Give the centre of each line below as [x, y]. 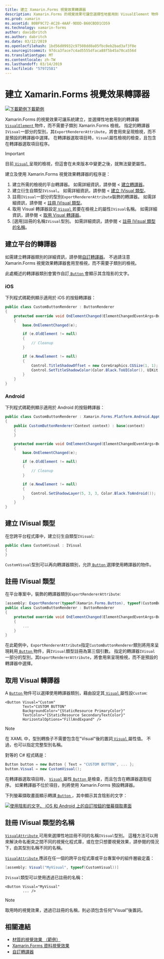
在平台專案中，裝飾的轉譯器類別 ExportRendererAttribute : [63, 594]
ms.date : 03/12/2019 [26, 42]
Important [15, 153]
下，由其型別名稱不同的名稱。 [35, 847]
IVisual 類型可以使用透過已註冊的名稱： [45, 877]
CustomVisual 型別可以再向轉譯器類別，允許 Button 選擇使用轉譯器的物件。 [79, 564]
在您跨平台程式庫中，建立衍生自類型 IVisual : [50, 536]
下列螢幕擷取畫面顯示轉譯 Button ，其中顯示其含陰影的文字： [66, 795]
